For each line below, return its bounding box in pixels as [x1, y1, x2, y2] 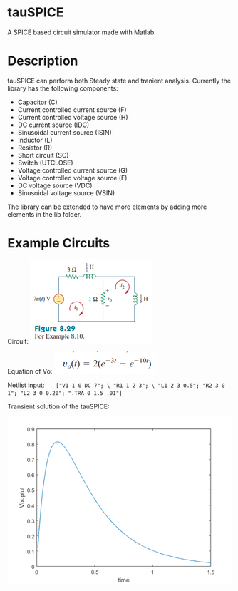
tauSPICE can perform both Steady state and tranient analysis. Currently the [7, 76, 232, 85]
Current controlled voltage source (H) [17, 113, 128, 121]
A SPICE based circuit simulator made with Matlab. [7, 28, 157, 36]
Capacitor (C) [17, 98, 58, 106]
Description [7, 53, 78, 69]
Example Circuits [7, 235, 110, 252]
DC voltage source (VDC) [17, 181, 93, 190]
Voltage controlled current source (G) [17, 165, 128, 175]
